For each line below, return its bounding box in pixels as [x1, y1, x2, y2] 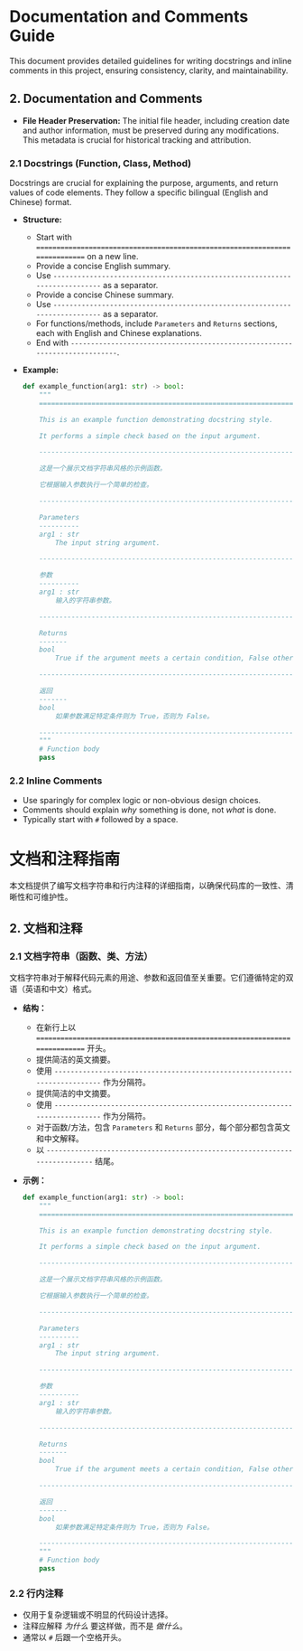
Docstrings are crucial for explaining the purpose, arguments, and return [9, 178, 279, 189]
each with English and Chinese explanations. [35, 328, 203, 339]
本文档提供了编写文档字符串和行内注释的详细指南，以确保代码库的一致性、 [9, 880, 286, 891]
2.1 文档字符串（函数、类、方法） [9, 950, 153, 962]
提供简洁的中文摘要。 [35, 1087, 115, 1099]
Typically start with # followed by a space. [22, 814, 179, 825]
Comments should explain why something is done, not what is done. [22, 804, 277, 815]
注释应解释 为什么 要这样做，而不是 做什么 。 [22, 1620, 188, 1632]
